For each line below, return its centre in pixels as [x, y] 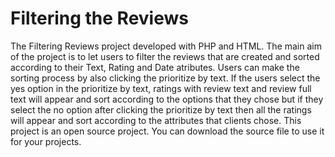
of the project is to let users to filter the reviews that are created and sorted [165, 56]
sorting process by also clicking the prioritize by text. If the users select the [165, 78]
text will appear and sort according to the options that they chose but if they [167, 99]
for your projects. [46, 141]
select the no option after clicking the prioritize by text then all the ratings [161, 109]
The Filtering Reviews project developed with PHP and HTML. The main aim [166, 46]
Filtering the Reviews [99, 18]
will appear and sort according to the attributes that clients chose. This [156, 120]
